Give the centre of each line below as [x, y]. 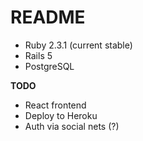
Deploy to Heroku [61, 115]
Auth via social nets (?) [72, 126]
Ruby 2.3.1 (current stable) [78, 45]
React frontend [55, 105]
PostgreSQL [49, 66]
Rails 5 [38, 55]
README [48, 17]
